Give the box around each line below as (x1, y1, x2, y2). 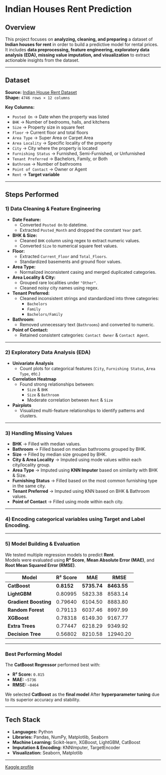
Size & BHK (27, 387, 48, 392)
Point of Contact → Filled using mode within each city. (12, 499, 124, 505)
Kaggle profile (5, 764, 34, 770)
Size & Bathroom (27, 391, 59, 397)
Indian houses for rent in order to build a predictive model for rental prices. (5, 42, 159, 47)
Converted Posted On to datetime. (19, 221, 88, 228)
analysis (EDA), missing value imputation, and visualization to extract (5, 52, 150, 58)
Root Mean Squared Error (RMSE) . (5, 562, 76, 568)
